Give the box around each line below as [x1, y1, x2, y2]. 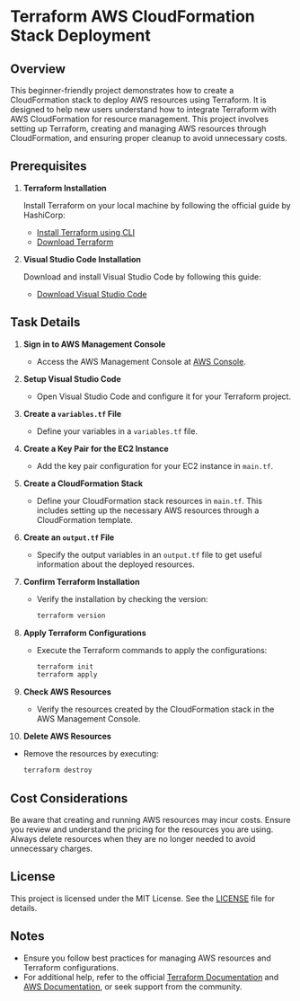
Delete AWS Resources [22, 731, 111, 742]
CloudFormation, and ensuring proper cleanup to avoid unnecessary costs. [10, 133, 288, 143]
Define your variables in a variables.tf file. [36, 425, 199, 437]
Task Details [10, 314, 81, 330]
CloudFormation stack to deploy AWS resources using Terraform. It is [10, 94, 268, 105]
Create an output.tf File [22, 532, 115, 543]
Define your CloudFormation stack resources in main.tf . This [36, 495, 263, 506]
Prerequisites [10, 159, 87, 174]
